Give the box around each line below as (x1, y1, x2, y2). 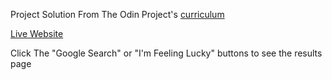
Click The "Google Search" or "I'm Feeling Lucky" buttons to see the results (10, 47, 323, 59)
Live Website (10, 28, 64, 39)
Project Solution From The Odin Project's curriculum (10, 9, 225, 20)
